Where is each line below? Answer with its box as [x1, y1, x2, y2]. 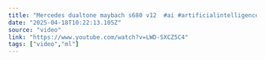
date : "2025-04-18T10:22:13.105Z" [8, 19, 122, 26]
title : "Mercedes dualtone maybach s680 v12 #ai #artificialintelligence [8, 11, 259, 19]
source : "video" [8, 26, 62, 34]
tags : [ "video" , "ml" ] [8, 41, 80, 48]
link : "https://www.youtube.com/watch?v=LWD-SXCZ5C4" [8, 33, 189, 41]
